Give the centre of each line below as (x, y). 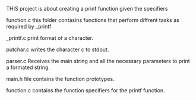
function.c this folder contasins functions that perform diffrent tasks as (93, 20)
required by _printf (29, 26)
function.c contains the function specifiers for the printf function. (86, 90)
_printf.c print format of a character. (50, 38)
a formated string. (28, 67)
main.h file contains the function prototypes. (60, 79)
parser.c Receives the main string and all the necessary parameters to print (98, 61)
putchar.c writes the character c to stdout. (58, 49)
